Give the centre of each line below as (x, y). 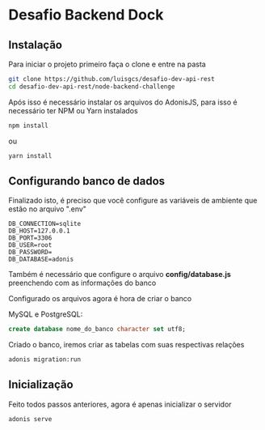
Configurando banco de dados (87, 181)
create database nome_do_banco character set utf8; (97, 330)
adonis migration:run (45, 360)
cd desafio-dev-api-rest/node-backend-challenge (92, 87)
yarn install (30, 155)
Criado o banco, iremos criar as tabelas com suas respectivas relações (126, 345)
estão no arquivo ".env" (48, 209)
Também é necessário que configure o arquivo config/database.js (120, 275)
